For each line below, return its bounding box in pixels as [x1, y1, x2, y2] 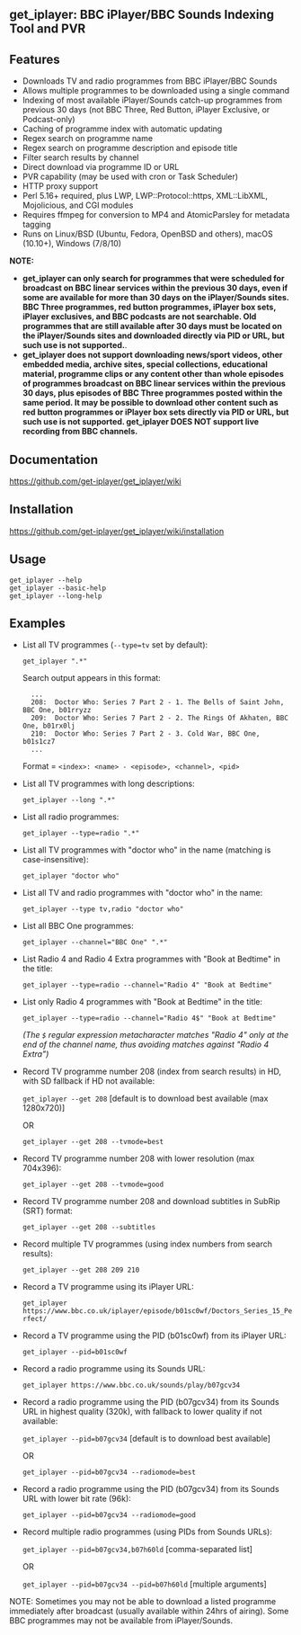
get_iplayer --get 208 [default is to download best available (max [22, 1093, 269, 1104]
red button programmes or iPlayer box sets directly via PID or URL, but [22, 407, 289, 417]
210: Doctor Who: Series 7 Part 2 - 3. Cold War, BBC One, [31, 729, 261, 738]
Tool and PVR [9, 22, 86, 37]
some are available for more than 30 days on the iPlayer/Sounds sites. [22, 292, 289, 303]
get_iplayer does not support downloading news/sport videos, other [22, 350, 283, 361]
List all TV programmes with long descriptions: [22, 778, 195, 790]
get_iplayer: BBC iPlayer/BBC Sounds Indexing [9, 7, 275, 22]
